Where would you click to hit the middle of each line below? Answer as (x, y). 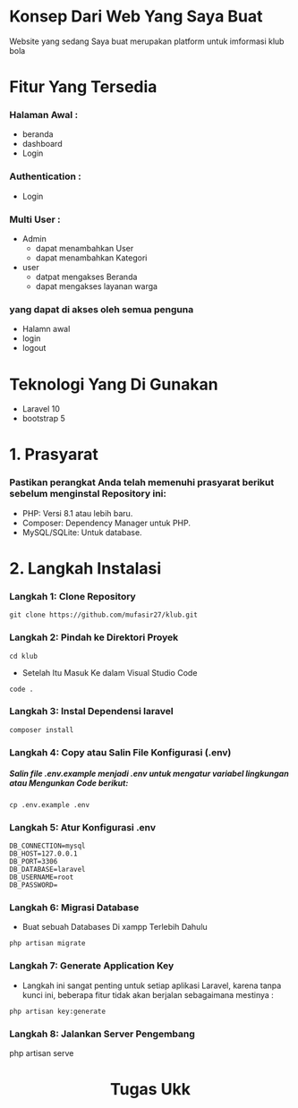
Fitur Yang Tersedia (83, 87)
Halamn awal (46, 329)
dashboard (42, 144)
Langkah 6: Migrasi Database (74, 908)
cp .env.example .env (50, 805)
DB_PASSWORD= (34, 885)
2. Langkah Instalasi (85, 568)
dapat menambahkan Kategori (91, 258)
